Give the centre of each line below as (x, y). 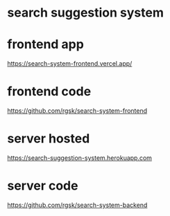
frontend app (46, 45)
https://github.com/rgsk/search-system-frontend (77, 111)
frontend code (49, 92)
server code (43, 186)
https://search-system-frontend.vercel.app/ (70, 64)
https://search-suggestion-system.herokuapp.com (80, 158)
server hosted (49, 139)
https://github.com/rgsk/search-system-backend (77, 205)
